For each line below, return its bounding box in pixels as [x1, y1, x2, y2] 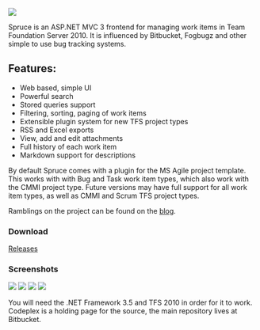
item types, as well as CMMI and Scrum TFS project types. [8, 191, 200, 200]
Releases [8, 244, 38, 253]
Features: [8, 62, 57, 75]
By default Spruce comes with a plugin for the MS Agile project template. [8, 165, 247, 175]
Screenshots [8, 264, 59, 275]
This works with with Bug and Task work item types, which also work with [8, 174, 250, 184]
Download [8, 226, 49, 237]
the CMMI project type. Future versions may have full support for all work [8, 182, 248, 192]
